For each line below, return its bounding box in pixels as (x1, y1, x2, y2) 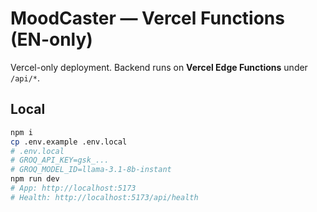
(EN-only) (10, 28, 93, 51)
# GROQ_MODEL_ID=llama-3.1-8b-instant (10, 165, 172, 175)
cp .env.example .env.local (10, 137, 128, 147)
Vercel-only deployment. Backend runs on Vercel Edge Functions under (10, 61, 308, 73)
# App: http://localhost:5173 (10, 183, 137, 193)
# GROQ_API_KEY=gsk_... (10, 155, 110, 166)
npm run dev (10, 174, 60, 184)
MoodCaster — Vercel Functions (10, 7, 285, 30)
